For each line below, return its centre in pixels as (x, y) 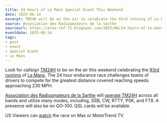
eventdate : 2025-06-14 (29, 33)
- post (12, 42)
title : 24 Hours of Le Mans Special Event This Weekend (64, 10)
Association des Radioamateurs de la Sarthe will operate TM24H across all (82, 95)
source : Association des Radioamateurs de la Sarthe (61, 24)
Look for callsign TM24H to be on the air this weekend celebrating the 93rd (82, 70)
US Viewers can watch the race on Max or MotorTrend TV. (65, 116)
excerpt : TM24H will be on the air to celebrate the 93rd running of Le (82, 19)
